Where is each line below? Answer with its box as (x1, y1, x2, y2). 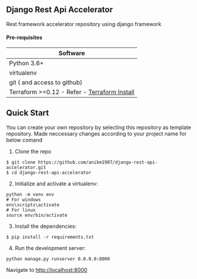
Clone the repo (14, 147, 52, 155)
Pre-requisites (6, 34, 43, 41)
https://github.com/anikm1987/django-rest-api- (37, 159, 158, 165)
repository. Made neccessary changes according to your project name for (6, 130, 187, 137)
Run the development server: (14, 244, 86, 251)
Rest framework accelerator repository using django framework (6, 20, 162, 27)
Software (58, 49, 85, 57)
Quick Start (6, 108, 49, 118)
